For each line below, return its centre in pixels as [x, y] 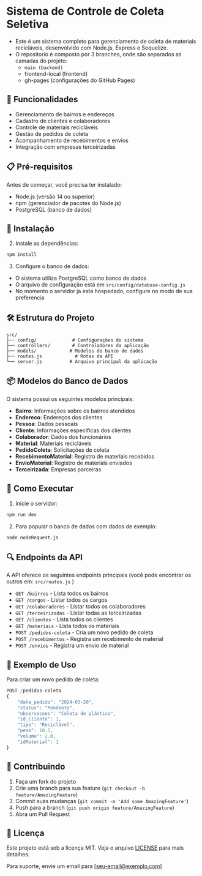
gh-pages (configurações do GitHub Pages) [80, 80]
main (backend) [43, 68]
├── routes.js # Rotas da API [60, 356]
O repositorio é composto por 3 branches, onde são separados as [98, 54]
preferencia [30, 298]
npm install [21, 255]
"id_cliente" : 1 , [39, 719]
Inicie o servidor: [36, 503]
